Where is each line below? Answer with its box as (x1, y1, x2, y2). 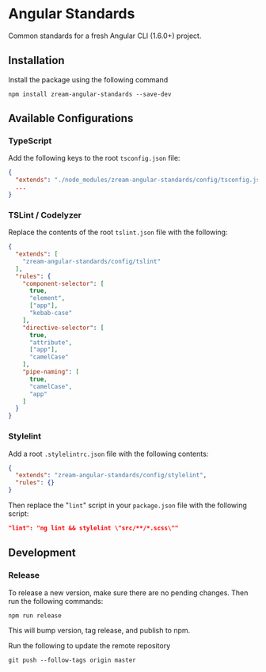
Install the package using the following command (8, 74, 169, 84)
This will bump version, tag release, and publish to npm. (8, 625, 191, 635)
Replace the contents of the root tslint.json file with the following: (8, 227, 228, 237)
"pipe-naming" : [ (22, 368, 80, 376)
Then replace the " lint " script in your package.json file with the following (8, 500, 248, 511)
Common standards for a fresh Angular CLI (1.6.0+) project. (8, 31, 202, 40)
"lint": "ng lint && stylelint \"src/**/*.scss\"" (8, 524, 179, 533)
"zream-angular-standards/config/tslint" (22, 257, 161, 265)
